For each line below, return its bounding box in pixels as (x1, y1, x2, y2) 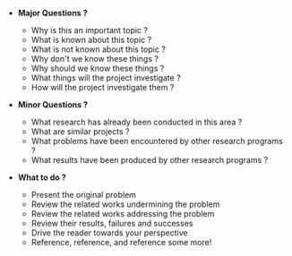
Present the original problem (30, 190, 137, 200)
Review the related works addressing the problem (30, 209, 215, 218)
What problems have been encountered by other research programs (30, 136, 284, 146)
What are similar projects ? (30, 126, 130, 137)
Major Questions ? (17, 8, 88, 18)
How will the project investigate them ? (30, 82, 175, 92)
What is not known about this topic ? (30, 44, 166, 55)
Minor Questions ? (17, 99, 88, 110)
